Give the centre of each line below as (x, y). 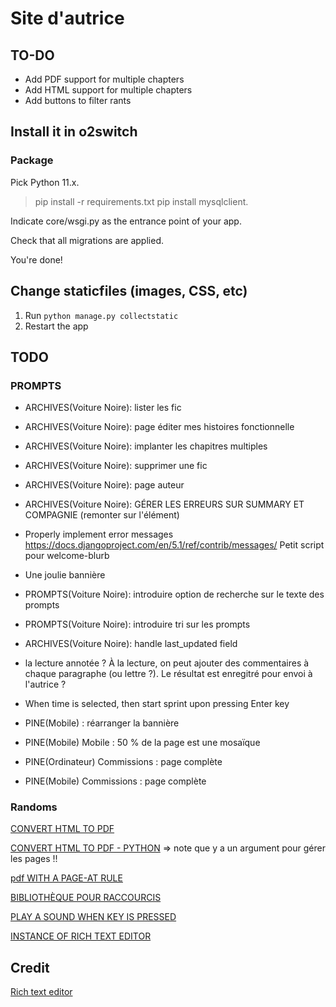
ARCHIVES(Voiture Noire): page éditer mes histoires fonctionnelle (159, 427)
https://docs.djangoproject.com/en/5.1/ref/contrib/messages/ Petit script (174, 545)
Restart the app (56, 326)
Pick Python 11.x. (45, 182)
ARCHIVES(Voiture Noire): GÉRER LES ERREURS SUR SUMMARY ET (164, 504)
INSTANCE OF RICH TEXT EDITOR (81, 936)
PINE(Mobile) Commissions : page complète (115, 781)
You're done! (36, 259)
